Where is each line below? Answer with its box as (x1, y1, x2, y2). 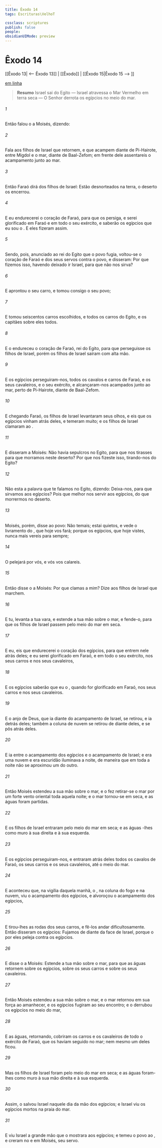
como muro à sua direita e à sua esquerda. (5, 830, 90, 836)
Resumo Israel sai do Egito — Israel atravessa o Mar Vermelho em (16, 89, 149, 95)
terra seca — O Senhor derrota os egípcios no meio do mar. (16, 95, 136, 100)
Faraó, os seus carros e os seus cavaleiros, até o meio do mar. (5, 861, 130, 867)
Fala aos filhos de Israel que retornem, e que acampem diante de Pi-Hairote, (5, 147, 157, 153)
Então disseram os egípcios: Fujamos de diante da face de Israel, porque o (5, 929, 154, 935)
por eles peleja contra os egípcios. (5, 934, 74, 940)
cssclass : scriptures (5, 20, 49, 25)
